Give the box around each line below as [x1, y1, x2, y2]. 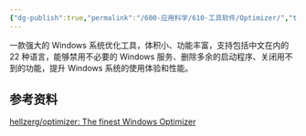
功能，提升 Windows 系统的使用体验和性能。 [25, 62, 194, 73]
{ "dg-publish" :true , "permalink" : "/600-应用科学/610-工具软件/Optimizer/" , [9, 13, 290, 23]
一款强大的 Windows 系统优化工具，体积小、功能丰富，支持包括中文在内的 [9, 39, 290, 50]
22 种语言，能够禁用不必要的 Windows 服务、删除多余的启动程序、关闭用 [9, 51, 285, 62]
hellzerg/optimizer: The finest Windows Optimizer [9, 116, 196, 128]
